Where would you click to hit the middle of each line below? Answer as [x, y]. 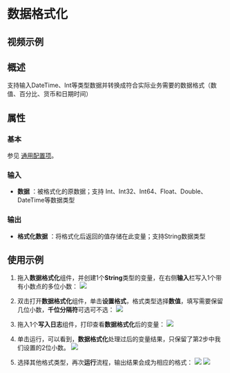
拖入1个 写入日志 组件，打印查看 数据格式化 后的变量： [91, 325]
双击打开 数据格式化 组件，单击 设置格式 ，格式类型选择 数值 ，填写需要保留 [120, 301]
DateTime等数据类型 [46, 200]
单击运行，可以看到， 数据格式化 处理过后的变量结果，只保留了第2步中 [116, 339]
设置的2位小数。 [47, 348]
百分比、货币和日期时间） [55, 94]
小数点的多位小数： [50, 287]
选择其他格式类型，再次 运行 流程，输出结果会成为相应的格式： [105, 363]
